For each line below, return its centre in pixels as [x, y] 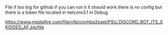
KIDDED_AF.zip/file [25, 27]
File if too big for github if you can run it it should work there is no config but [84, 7]
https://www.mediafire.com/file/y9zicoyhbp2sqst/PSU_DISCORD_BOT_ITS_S [84, 22]
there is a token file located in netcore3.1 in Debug [57, 12]
